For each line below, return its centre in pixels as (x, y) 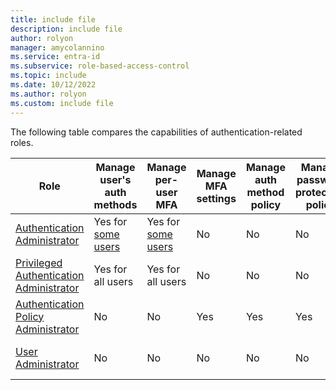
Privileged (39, 263)
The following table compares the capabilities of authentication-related (156, 132)
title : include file (53, 19)
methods (115, 204)
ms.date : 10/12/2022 (53, 85)
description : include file (66, 29)
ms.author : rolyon (48, 94)
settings (216, 198)
